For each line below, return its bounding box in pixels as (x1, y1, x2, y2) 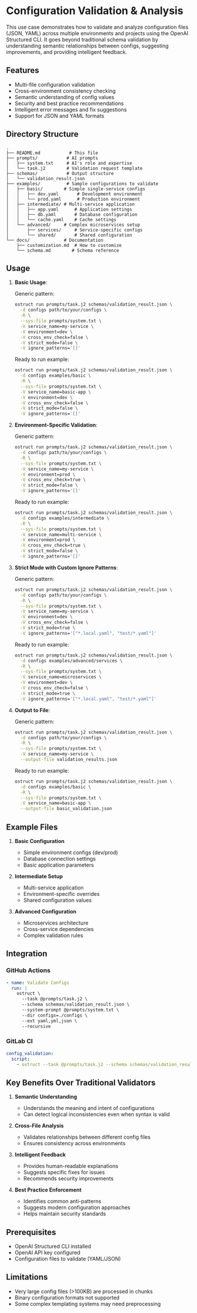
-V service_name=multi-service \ (20, 532, 102, 537)
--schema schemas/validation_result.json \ (21, 1001, 130, 1007)
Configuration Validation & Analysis (6, 4, 184, 18)
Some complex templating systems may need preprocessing (14, 1300, 161, 1307)
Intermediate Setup (14, 872, 63, 879)
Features (6, 66, 39, 76)
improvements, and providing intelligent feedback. (6, 48, 127, 55)
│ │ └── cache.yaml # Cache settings (6, 216, 117, 222)
